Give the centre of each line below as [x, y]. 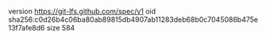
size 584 [61, 28]
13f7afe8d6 [27, 28]
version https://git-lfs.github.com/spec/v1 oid [82, 11]
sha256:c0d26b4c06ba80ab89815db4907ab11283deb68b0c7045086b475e [133, 19]
